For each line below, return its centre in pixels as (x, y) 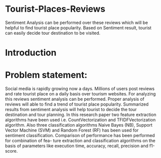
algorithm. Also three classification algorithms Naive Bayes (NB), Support (79, 125)
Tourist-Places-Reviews (55, 9)
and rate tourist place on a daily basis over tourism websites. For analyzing (80, 94)
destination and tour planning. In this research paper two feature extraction (81, 115)
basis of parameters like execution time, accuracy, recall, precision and (77, 146)
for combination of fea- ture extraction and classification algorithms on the (80, 141)
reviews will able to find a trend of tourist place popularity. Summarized (77, 104)
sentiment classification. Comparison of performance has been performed (80, 135)
